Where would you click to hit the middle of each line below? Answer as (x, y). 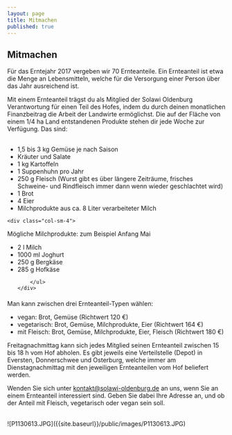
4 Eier (26, 201)
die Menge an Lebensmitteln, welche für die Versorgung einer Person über (114, 79)
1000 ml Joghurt (41, 255)
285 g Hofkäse (38, 270)
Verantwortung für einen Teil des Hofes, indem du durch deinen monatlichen (116, 107)
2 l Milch (29, 248)
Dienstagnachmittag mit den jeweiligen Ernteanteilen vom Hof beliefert (108, 368)
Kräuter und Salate (44, 157)
